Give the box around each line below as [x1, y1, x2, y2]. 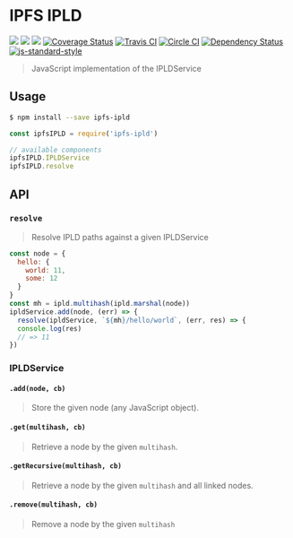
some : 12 [25, 274, 58, 283]
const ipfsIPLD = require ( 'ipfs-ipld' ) [9, 129, 159, 138]
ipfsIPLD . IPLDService [9, 153, 90, 162]
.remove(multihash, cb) [9, 500, 99, 509]
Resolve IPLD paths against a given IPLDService [30, 231, 209, 242]
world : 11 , [25, 265, 66, 274]
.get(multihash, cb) [9, 423, 87, 432]
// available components [9, 145, 102, 154]
